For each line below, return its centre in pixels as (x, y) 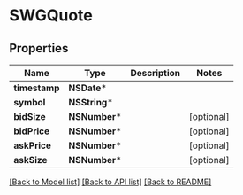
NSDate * (88, 88)
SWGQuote (51, 16)
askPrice (32, 145)
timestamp (37, 88)
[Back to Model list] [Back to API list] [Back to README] (110, 182)
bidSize (30, 117)
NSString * (91, 102)
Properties (39, 48)
